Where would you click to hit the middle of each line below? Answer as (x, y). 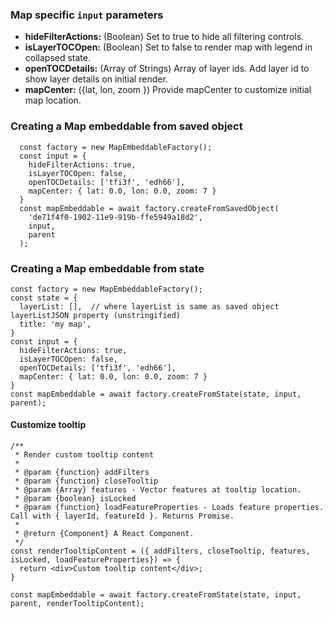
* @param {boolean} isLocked (75, 499)
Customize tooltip (48, 425)
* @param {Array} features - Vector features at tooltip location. (158, 490)
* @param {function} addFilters (82, 473)
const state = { (44, 298)
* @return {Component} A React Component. (104, 534)
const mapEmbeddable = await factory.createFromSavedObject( (149, 208)
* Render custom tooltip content (84, 455)
